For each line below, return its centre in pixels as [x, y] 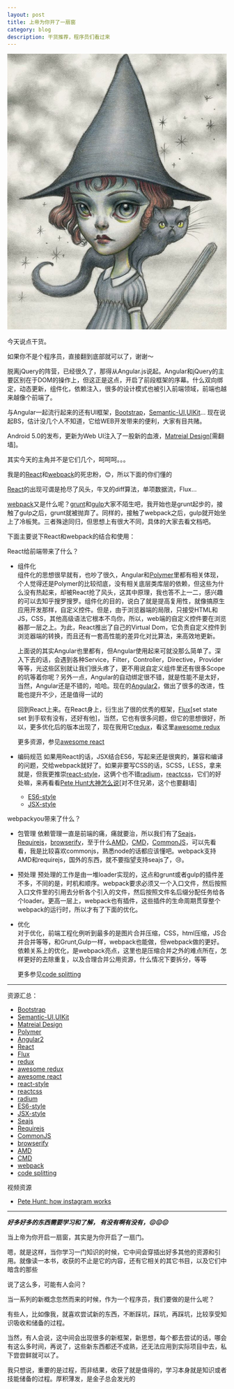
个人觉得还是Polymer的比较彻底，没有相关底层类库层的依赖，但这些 [115, 583]
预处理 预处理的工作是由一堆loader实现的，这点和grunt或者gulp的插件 [117, 875]
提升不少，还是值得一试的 [66, 694]
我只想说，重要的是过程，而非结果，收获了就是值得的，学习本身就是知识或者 [117, 1369]
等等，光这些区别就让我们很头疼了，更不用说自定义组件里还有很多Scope [121, 668]
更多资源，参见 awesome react [61, 742]
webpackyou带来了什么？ [44, 819]
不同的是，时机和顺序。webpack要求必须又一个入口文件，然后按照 [131, 883]
